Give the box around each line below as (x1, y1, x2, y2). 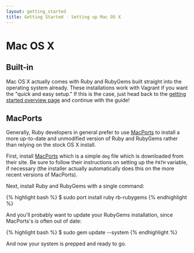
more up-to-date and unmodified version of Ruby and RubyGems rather (6, 135, 178, 142)
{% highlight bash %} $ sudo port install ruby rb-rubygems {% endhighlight (6, 194, 188, 201)
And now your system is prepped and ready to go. (6, 240, 126, 247)
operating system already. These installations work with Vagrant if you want (6, 84, 188, 91)
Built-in (6, 63, 34, 72)
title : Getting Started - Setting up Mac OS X (6, 14, 121, 20)
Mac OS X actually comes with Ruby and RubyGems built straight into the (6, 78, 182, 85)
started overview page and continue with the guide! (6, 96, 130, 103)
